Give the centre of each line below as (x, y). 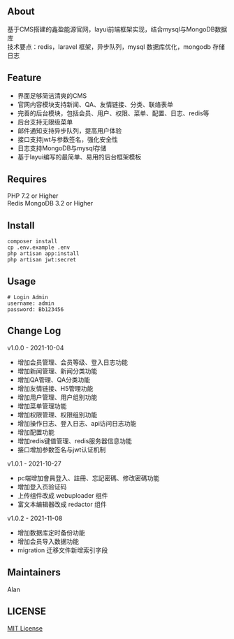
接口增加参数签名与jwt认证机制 (61, 450)
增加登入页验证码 (42, 487)
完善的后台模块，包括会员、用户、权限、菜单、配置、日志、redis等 (113, 113)
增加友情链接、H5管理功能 (55, 388)
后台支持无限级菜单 (45, 122)
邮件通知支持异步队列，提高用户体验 (70, 130)
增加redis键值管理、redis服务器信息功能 (74, 440)
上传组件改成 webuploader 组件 (63, 495)
